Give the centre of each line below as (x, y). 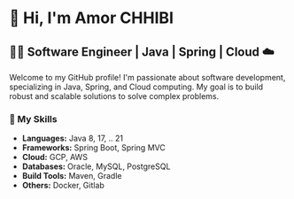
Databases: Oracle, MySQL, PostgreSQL (96, 166)
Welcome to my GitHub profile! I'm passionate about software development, (147, 77)
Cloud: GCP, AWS (55, 157)
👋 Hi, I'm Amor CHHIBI (92, 18)
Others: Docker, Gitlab (63, 186)
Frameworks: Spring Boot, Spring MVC (93, 148)
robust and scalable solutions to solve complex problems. (114, 96)
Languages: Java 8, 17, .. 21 (73, 138)
